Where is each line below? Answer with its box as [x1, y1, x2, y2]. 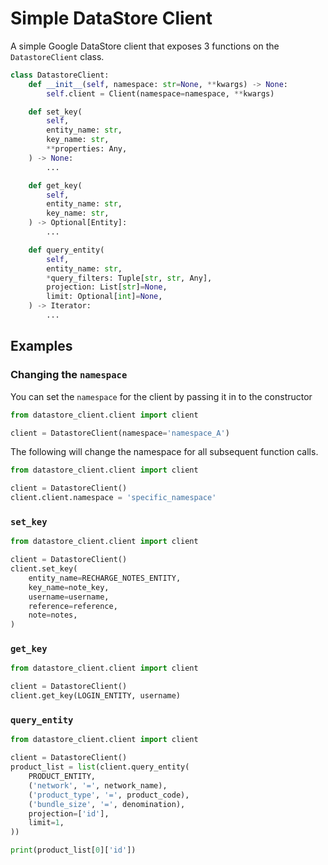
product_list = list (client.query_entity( [10, 762, 190, 772]
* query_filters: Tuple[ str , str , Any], [46, 273, 213, 283]
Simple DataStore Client [10, 7, 213, 30]
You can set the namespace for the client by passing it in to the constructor [10, 390, 313, 402]
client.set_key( [10, 564, 78, 574]
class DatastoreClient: [10, 70, 110, 80]
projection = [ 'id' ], [28, 808, 110, 819]
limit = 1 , [28, 818, 65, 828]
